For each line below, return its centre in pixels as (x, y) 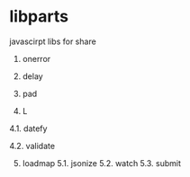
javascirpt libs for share (53, 41)
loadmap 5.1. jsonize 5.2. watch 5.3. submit (102, 163)
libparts (39, 17)
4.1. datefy (28, 128)
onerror (36, 58)
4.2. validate (32, 146)
